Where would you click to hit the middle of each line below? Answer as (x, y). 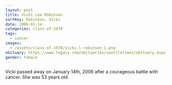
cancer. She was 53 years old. (37, 77)
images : (14, 43)
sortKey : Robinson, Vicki (33, 19)
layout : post (19, 10)
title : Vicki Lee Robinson (34, 15)
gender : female (21, 57)
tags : (11, 34)
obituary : (16, 52)
